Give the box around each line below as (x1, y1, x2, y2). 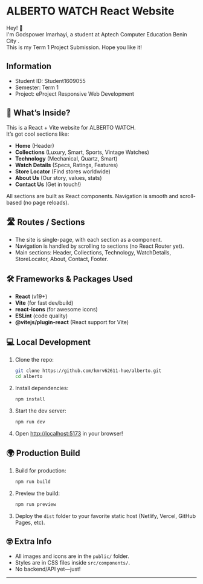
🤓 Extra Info (6, 536, 52, 546)
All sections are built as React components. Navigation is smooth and (6, 192, 179, 199)
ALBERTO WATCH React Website (6, 4, 175, 18)
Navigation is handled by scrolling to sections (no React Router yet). (14, 242, 184, 250)
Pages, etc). (14, 519, 45, 526)
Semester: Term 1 (14, 84, 59, 91)
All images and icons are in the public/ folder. (14, 552, 130, 560)
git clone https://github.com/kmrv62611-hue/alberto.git (14, 368, 162, 374)
